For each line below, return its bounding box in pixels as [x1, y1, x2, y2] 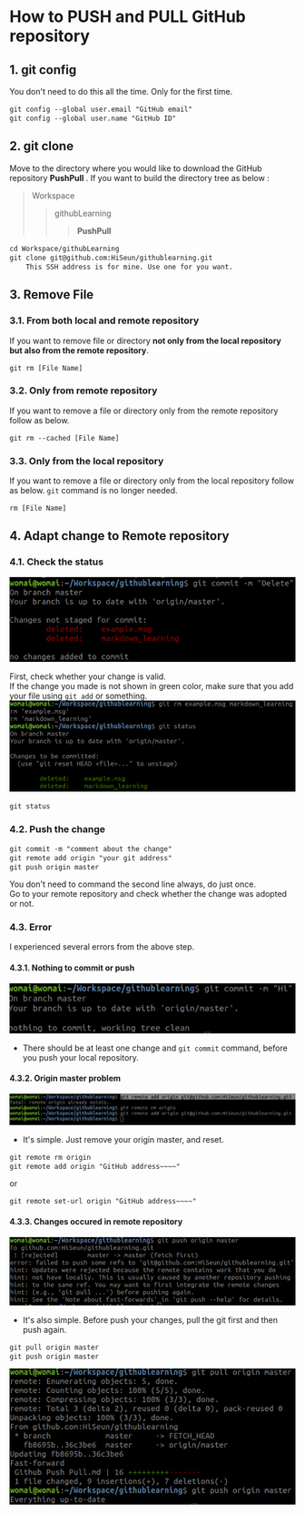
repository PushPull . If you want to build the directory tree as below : [9, 172, 270, 183]
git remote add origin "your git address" [9, 854, 172, 863]
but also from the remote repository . [9, 344, 150, 356]
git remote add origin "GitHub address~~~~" [9, 1163, 181, 1172]
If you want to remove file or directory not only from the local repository [9, 335, 281, 346]
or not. [9, 899, 34, 909]
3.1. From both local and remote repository [9, 314, 200, 327]
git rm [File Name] [9, 363, 84, 372]
